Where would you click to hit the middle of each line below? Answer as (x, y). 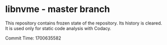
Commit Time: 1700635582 (33, 38)
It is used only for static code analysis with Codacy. (58, 28)
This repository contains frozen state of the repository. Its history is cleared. (83, 23)
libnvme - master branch (58, 9)
